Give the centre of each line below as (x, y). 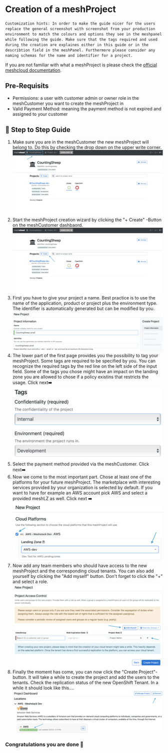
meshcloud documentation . (33, 70)
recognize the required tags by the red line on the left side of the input (85, 366)
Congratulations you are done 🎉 (44, 744)
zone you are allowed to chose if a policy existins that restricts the (80, 377)
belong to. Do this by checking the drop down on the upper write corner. (87, 147)
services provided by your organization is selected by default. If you (82, 487)
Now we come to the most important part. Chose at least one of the (82, 477)
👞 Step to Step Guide (38, 130)
